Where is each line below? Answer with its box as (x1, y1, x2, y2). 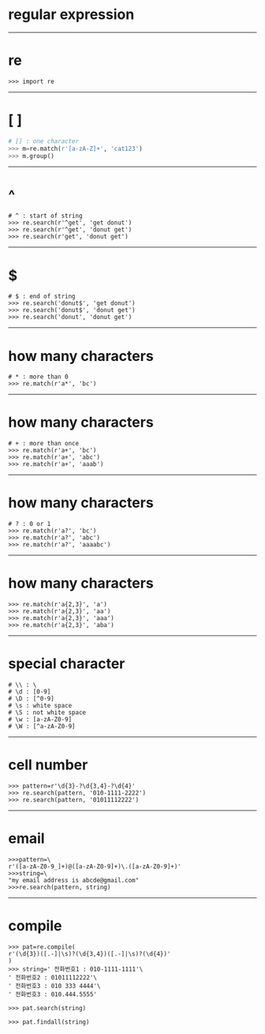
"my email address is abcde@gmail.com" (8, 876, 140, 884)
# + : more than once (8, 440, 80, 448)
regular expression (8, 6, 135, 24)
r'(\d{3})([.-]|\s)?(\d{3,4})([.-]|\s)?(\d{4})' (8, 949, 171, 957)
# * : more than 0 (8, 373, 69, 381)
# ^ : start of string (8, 212, 83, 220)
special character (8, 655, 125, 673)
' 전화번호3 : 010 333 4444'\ (8, 982, 101, 990)
